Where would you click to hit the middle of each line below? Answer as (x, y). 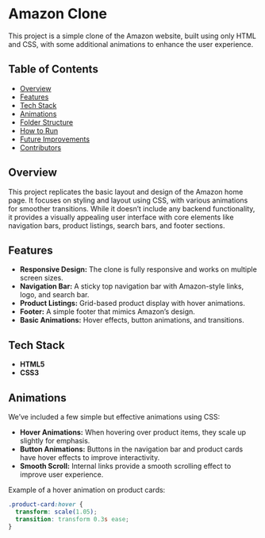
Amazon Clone (58, 14)
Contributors (40, 147)
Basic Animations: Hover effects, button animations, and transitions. (132, 320)
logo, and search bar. (54, 295)
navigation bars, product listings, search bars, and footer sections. (117, 225)
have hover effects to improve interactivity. (90, 457)
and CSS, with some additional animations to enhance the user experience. (131, 44)
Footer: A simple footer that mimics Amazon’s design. (108, 312)
